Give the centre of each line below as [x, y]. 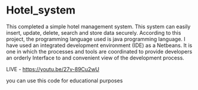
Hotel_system [41, 10]
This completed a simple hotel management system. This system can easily [98, 26]
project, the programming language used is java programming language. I [96, 39]
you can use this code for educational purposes [65, 81]
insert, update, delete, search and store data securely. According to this [94, 32]
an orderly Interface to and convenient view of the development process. [95, 58]
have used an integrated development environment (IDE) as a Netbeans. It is [99, 45]
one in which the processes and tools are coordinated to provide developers [99, 51]
